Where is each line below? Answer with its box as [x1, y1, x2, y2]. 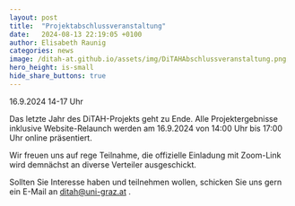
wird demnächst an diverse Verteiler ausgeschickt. [9, 159, 197, 170]
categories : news [9, 47, 74, 56]
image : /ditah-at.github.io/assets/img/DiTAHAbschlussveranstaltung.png [9, 55, 287, 64]
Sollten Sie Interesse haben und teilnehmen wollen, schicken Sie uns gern [9, 176, 282, 187]
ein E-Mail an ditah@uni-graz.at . [9, 185, 132, 197]
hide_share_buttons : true [9, 72, 106, 81]
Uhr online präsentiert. [9, 132, 92, 143]
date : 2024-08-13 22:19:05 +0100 [9, 30, 143, 39]
